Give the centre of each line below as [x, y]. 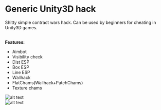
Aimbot [19, 52]
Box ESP [20, 67]
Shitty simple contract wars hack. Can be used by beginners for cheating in [81, 22]
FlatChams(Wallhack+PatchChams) [47, 82]
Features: [15, 42]
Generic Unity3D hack [51, 9]
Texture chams [27, 88]
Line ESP [21, 72]
